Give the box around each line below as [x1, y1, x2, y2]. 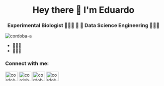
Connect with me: [5, 60, 49, 67]
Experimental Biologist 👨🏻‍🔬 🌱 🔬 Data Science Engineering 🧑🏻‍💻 [7, 22, 160, 29]
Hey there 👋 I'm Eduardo [32, 4, 135, 16]
